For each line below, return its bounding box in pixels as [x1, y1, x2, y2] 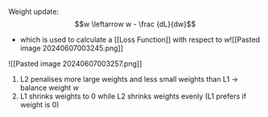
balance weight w [19, 83, 79, 92]
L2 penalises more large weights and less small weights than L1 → [19, 75, 239, 83]
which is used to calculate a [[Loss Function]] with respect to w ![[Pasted [19, 35, 260, 44]
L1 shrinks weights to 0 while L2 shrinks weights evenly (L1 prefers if [19, 91, 247, 101]
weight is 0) [19, 100, 60, 109]
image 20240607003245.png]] [19, 43, 123, 53]
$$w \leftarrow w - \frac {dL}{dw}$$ [74, 19, 196, 29]
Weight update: [8, 7, 59, 16]
